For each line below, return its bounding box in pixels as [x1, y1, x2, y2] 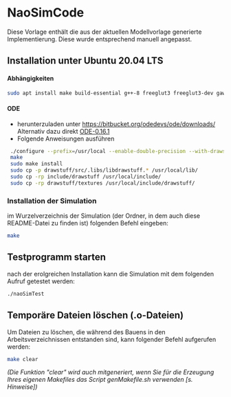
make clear [7, 356, 38, 363]
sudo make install [10, 161, 63, 167]
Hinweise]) [7, 383, 38, 391]
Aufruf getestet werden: [7, 277, 76, 285]
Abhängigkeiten [7, 74, 54, 82]
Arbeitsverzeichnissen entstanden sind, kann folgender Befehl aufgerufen [7, 335, 217, 343]
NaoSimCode [7, 5, 85, 21]
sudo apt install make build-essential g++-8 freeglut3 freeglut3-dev [7, 90, 214, 96]
